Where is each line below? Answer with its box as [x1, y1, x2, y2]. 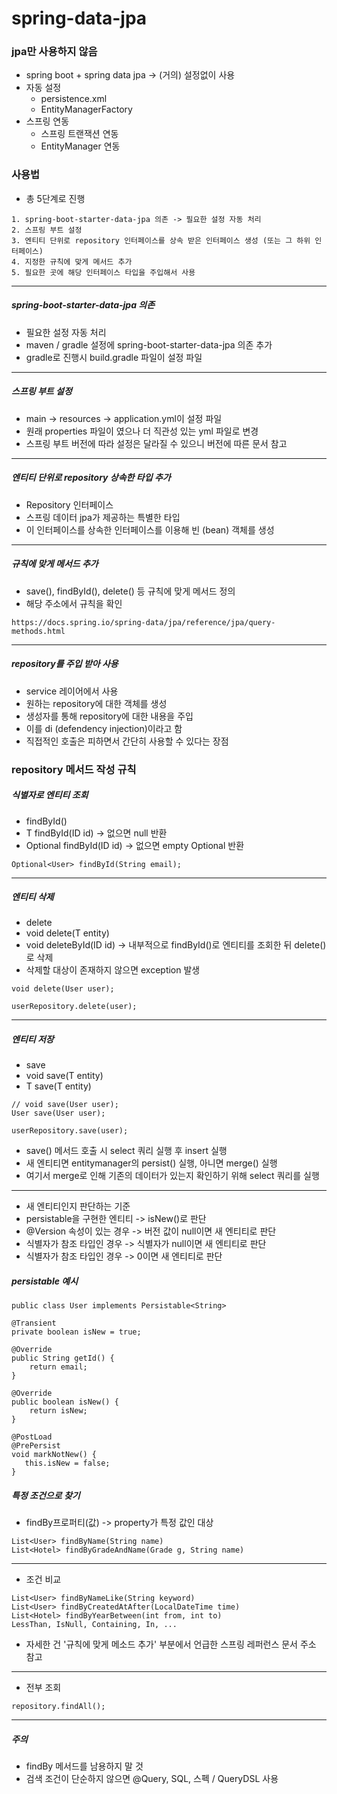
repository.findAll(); [11, 1702, 106, 1712]
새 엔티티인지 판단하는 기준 [25, 1200, 131, 1212]
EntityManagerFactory [40, 103, 133, 116]
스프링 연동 [25, 115, 70, 127]
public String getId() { [11, 1353, 115, 1364]
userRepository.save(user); [11, 1126, 129, 1136]
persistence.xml [40, 93, 108, 105]
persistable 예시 [11, 1275, 79, 1287]
